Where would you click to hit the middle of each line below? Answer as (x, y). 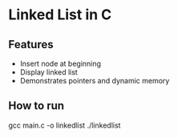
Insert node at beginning (61, 63)
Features (31, 45)
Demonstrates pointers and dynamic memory (95, 81)
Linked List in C (60, 15)
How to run (36, 106)
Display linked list (49, 72)
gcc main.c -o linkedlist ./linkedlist (65, 125)
